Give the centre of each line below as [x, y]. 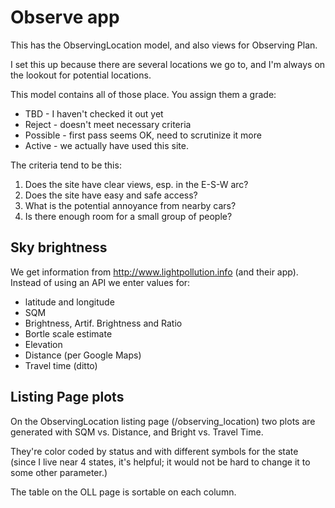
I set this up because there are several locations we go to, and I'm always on [168, 64]
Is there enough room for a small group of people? [128, 216]
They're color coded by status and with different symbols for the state [154, 451]
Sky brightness [59, 247]
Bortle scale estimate [68, 333]
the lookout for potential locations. [81, 75]
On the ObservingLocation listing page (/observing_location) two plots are [163, 421]
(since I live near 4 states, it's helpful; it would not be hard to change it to [160, 462]
